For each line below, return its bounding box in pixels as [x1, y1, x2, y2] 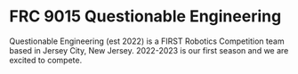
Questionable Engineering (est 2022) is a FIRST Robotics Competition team [9, 36, 285, 46]
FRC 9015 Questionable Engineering [9, 6, 282, 27]
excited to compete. [9, 54, 83, 65]
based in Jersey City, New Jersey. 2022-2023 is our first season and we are [9, 45, 289, 55]
